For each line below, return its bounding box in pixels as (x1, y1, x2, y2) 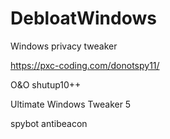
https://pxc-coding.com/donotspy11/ (10, 59, 160, 71)
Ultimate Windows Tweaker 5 (10, 98, 132, 110)
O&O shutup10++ (10, 78, 82, 91)
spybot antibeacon (10, 117, 88, 129)
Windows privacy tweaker (10, 40, 118, 52)
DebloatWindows (10, 7, 157, 30)
